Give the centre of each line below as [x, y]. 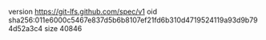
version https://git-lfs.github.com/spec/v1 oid [83, 12]
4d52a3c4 [26, 28]
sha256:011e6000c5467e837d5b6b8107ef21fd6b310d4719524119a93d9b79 [133, 20]
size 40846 [63, 28]
